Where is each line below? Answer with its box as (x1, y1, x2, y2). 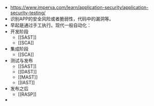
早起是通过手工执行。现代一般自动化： (10, 22, 91, 28)
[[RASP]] (17, 91, 37, 97)
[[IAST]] (17, 79, 35, 86)
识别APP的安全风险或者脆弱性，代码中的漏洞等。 (10, 16, 114, 22)
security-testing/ (10, 10, 46, 16)
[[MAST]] (17, 74, 38, 80)
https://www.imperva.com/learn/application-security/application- (10, 5, 149, 10)
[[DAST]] (17, 69, 37, 74)
